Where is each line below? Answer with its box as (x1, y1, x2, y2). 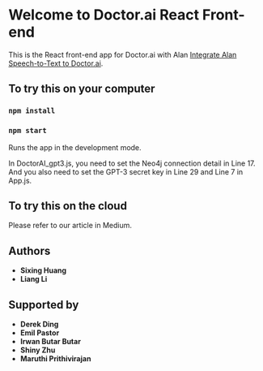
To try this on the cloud (8, 199, 128, 213)
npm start (8, 126, 47, 136)
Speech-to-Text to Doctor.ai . (8, 58, 104, 68)
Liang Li (19, 274, 48, 284)
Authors (8, 244, 51, 257)
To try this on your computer (8, 82, 155, 96)
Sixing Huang (19, 265, 67, 275)
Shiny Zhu (19, 345, 56, 355)
